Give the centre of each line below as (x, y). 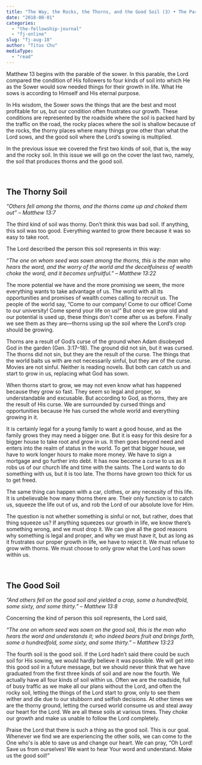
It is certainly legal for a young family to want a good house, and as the (94, 429)
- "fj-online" (29, 34)
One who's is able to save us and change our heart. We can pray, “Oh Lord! (99, 743)
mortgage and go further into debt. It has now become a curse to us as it (96, 461)
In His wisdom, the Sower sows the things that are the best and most (91, 105)
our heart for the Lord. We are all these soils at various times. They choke (97, 712)
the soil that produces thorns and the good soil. (65, 161)
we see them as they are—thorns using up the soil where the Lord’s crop (96, 324)
